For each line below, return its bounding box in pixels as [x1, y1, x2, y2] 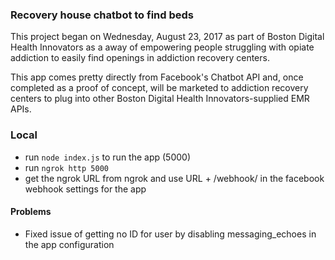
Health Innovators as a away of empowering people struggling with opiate [10, 41, 315, 53]
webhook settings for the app [24, 183, 147, 195]
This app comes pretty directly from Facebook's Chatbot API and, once [10, 71, 304, 83]
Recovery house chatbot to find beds [10, 8, 195, 22]
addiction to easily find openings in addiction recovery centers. [10, 52, 270, 64]
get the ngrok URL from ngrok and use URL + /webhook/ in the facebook [24, 172, 325, 184]
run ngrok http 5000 [24, 161, 109, 173]
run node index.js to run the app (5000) [24, 151, 192, 163]
